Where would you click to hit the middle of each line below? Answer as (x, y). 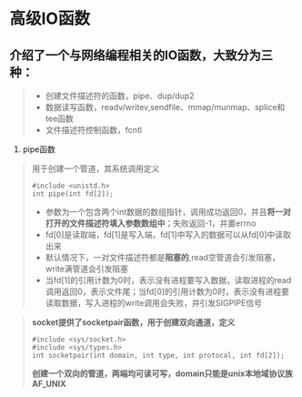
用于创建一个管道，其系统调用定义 (96, 168)
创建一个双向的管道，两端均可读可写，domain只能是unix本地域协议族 (162, 373)
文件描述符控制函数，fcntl (94, 130)
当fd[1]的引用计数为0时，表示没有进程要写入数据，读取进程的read (168, 280)
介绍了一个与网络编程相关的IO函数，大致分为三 (141, 55)
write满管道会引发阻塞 (87, 269)
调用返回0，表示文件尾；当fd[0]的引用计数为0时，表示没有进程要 (167, 291)
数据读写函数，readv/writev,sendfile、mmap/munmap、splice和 (165, 107)
